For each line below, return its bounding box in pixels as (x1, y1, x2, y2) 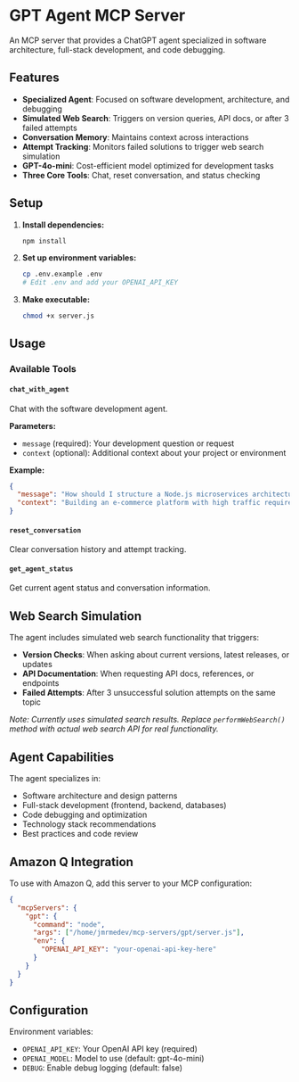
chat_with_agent (9, 384, 69, 393)
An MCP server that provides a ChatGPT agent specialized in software (9, 35, 267, 45)
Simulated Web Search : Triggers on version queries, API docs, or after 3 (21, 112, 289, 123)
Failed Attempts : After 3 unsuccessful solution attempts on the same (21, 688, 276, 698)
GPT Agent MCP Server (9, 5, 186, 26)
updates (21, 659, 53, 670)
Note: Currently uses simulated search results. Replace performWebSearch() (9, 714, 286, 725)
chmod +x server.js (21, 311, 95, 321)
